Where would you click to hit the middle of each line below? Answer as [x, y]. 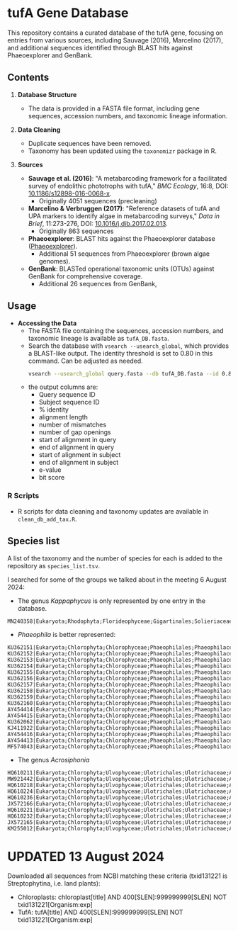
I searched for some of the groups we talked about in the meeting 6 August [117, 580]
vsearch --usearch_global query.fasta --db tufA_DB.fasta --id [124, 373]
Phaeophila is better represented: [67, 634]
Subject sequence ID [69, 402]
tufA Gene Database [68, 13]
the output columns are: [63, 387]
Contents [28, 78]
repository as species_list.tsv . [54, 565]
